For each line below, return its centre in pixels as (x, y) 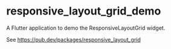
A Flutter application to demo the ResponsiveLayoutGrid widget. (86, 28)
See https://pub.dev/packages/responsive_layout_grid (73, 39)
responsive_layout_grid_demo (84, 11)
